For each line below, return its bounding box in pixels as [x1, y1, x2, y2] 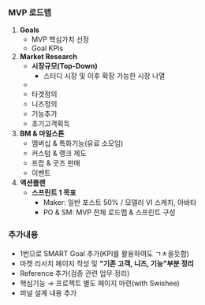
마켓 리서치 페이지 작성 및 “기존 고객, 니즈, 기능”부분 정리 [19, 259, 195, 268]
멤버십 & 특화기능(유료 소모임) [31, 139, 124, 148]
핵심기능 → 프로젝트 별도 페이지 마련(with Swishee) [19, 278, 180, 288]
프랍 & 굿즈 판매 [31, 158, 80, 168]
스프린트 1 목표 [31, 188, 76, 198]
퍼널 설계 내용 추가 [19, 288, 77, 297]
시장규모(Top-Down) [31, 61, 99, 71]
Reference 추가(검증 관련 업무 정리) [19, 268, 130, 277]
